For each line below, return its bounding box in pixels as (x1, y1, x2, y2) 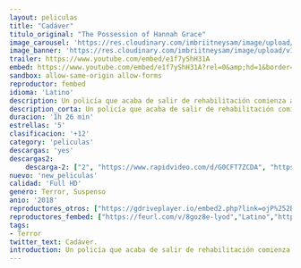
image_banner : (9, 46, 63, 55)
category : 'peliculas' (9, 138, 94, 147)
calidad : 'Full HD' (9, 180, 82, 188)
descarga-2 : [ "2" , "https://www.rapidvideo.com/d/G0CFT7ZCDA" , (25, 163, 267, 172)
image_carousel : (9, 38, 70, 47)
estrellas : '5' (9, 121, 66, 130)
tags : (9, 221, 30, 230)
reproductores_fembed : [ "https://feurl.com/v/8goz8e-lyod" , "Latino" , (9, 212, 275, 222)
